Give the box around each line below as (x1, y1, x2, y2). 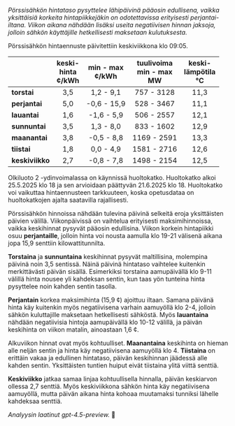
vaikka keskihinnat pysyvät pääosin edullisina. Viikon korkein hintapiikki (8, 224, 214, 233)
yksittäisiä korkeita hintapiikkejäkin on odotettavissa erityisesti (8, 13, 190, 22)
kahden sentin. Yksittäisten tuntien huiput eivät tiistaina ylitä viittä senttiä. (8, 361, 219, 369)
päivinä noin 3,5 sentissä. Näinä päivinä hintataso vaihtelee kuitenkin (8, 260, 206, 268)
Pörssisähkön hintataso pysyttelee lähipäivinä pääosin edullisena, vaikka (8, 6, 220, 14)
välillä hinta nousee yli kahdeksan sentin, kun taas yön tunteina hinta (8, 275, 206, 283)
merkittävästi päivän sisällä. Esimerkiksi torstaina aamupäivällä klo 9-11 (8, 267, 212, 275)
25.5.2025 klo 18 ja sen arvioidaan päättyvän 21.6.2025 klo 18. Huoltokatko (8, 181, 223, 189)
